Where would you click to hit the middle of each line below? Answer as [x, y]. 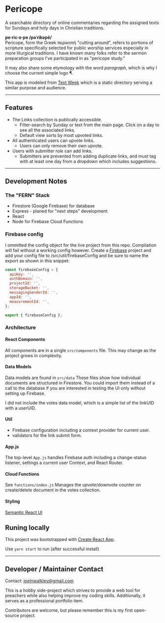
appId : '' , [21, 297]
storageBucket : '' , [29, 288]
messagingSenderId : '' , [34, 293]
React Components [25, 339]
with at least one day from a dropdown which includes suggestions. [88, 161]
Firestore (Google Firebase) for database [53, 206]
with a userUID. [21, 408]
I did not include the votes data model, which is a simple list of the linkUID [80, 403]
